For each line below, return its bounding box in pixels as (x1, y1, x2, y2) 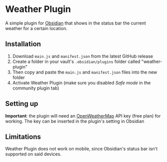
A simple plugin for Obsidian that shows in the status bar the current (5, 20, 146, 26)
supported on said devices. (5, 151, 62, 157)
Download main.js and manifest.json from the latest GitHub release (12, 53, 153, 59)
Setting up (5, 99, 39, 108)
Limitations (5, 132, 41, 141)
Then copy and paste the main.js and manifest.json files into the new (12, 69, 157, 75)
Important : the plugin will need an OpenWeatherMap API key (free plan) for (5, 112, 161, 118)
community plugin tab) (12, 85, 59, 91)
